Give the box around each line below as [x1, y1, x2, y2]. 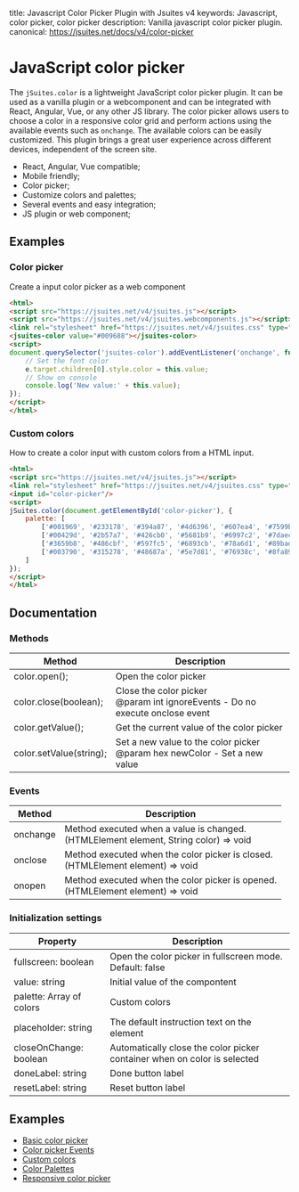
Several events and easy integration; [21, 199, 157, 209]
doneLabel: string [13, 1066, 87, 1079]
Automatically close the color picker [109, 1041, 260, 1054]
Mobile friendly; [21, 170, 80, 181]
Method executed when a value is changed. [64, 823, 246, 836]
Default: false [109, 961, 166, 974]
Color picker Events [21, 1145, 95, 1155]
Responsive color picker [21, 1173, 111, 1184]
